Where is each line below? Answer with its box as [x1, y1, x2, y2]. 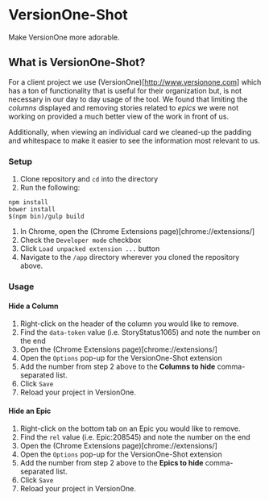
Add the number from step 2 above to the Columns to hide [19, 361, 216, 372]
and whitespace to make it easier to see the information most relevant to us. [8, 136, 260, 145]
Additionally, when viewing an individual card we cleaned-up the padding [8, 127, 252, 136]
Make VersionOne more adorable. [8, 32, 120, 42]
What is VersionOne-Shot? [8, 56, 146, 69]
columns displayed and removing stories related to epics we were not [8, 102, 239, 112]
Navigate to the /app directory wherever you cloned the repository [19, 253, 240, 262]
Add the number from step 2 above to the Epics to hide [19, 458, 204, 468]
